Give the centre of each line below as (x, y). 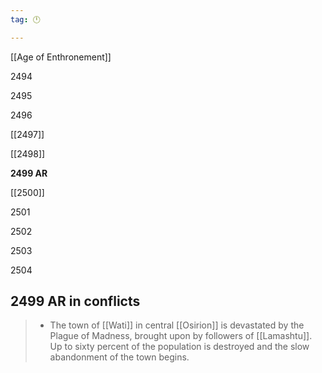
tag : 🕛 (25, 19)
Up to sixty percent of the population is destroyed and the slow (179, 347)
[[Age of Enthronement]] (61, 57)
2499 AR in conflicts (75, 301)
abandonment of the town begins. (119, 357)
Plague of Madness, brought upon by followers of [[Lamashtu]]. (181, 336)
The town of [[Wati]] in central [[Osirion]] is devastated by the (177, 325)
